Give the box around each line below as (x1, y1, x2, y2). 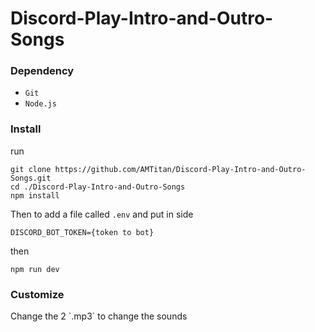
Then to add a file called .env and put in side (10, 208, 194, 220)
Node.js (24, 99, 57, 109)
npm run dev (10, 264, 60, 274)
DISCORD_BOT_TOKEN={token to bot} (10, 227, 155, 237)
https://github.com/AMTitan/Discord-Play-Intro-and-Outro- (54, 164, 307, 174)
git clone (10, 164, 52, 174)
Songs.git (10, 173, 52, 183)
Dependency (10, 64, 75, 78)
